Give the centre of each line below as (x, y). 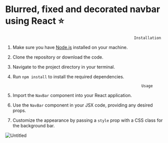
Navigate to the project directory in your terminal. (64, 67)
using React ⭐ (35, 21)
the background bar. (34, 125)
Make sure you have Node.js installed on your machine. (70, 47)
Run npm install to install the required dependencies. (68, 76)
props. (19, 110)
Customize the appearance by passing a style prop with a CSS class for (88, 120)
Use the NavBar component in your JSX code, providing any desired (82, 105)
